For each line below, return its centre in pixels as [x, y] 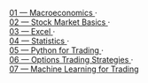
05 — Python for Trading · [57, 50]
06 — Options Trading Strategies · [71, 60]
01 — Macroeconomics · [53, 13]
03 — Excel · [32, 31]
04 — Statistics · [39, 41]
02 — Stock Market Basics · [60, 22]
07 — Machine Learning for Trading [74, 69]
